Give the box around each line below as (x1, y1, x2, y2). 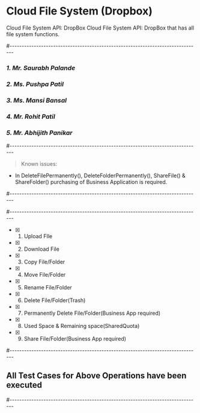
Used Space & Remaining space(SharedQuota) (23, 322, 140, 329)
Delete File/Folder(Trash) (23, 297, 86, 304)
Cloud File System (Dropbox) (6, 4, 153, 18)
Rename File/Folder (23, 283, 72, 291)
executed (6, 380, 43, 390)
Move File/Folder (23, 271, 66, 278)
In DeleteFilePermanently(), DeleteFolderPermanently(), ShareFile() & (14, 172, 186, 179)
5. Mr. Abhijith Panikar (6, 128, 73, 137)
